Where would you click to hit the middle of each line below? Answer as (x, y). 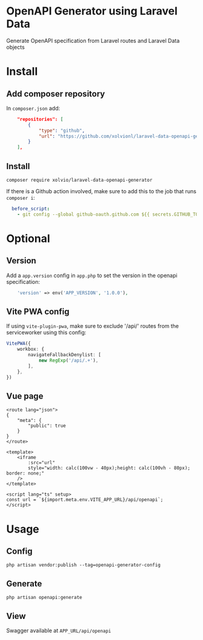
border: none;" (25, 473)
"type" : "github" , (62, 130)
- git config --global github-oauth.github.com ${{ (83, 214)
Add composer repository (56, 94)
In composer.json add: (33, 108)
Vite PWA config (38, 312)
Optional (28, 238)
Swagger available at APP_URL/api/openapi (59, 630)
